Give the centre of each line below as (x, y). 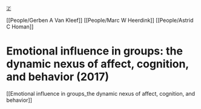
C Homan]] (20, 27)
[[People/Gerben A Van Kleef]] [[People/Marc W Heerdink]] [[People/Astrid (100, 20)
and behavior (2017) (58, 77)
